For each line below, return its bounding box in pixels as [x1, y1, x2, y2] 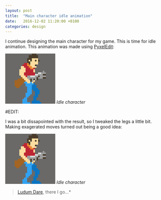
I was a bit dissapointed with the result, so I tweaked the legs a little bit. [5, 118, 152, 125]
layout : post [5, 8, 32, 13]
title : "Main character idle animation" [5, 13, 93, 19]
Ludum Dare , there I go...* [17, 189, 71, 195]
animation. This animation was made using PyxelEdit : [5, 44, 114, 50]
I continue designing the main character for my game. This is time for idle [5, 38, 156, 45]
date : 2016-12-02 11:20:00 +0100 [5, 19, 79, 24]
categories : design [5, 24, 46, 29]
